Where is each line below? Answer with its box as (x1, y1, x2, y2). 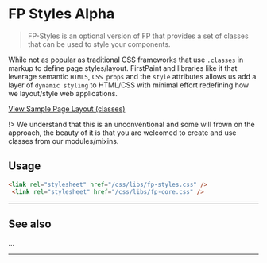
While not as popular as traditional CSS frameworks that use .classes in (8, 55, 244, 64)
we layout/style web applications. (8, 88, 118, 98)
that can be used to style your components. (27, 39, 171, 48)
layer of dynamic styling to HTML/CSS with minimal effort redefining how (8, 80, 250, 90)
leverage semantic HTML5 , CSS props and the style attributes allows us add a (8, 72, 257, 81)
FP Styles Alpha (8, 5, 115, 23)
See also (8, 217, 52, 230)
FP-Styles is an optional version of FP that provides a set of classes (27, 31, 249, 41)
